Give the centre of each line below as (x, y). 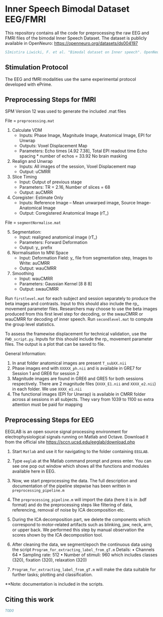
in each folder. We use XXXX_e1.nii (47, 389)
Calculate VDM (27, 130)
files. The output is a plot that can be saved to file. (55, 344)
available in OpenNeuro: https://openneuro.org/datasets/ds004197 (72, 43)
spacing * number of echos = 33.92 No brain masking (73, 156)
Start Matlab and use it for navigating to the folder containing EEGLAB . (80, 452)
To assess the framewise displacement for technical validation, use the (76, 334)
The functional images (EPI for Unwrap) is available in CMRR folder (79, 394)
